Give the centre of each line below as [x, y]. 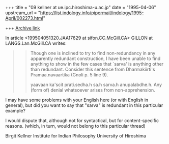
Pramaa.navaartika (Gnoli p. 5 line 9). [69, 75]
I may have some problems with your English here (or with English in [77, 100]
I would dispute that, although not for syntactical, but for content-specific [82, 121]
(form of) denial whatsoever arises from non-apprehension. [93, 90]
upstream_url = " [23, 13]
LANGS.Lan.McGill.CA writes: [36, 43]
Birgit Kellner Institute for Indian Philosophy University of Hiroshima [76, 136]
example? [15, 111]
